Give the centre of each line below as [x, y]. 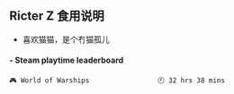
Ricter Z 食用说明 [57, 16]
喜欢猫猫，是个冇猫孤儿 [66, 39]
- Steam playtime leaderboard [67, 60]
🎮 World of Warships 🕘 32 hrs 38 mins [117, 81]
